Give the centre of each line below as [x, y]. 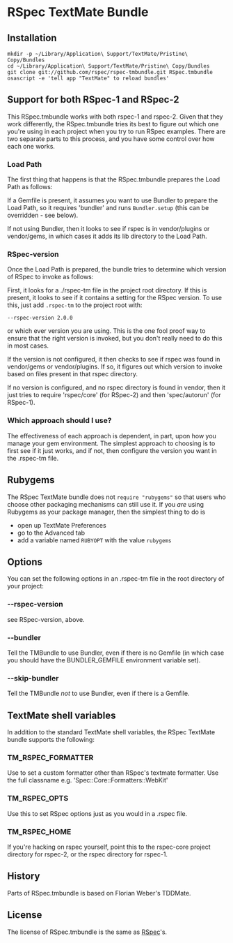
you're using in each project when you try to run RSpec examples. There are [116, 131]
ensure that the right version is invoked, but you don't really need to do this [115, 339]
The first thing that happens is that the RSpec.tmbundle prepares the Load [114, 179]
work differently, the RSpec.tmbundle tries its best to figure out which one [113, 124]
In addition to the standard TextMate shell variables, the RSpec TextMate [111, 732]
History [24, 876]
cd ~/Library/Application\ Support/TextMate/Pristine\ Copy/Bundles [109, 66]
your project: [25, 586]
